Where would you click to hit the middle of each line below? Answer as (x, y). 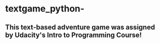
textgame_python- (45, 9)
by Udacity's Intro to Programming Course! (73, 35)
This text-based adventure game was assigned (80, 27)
